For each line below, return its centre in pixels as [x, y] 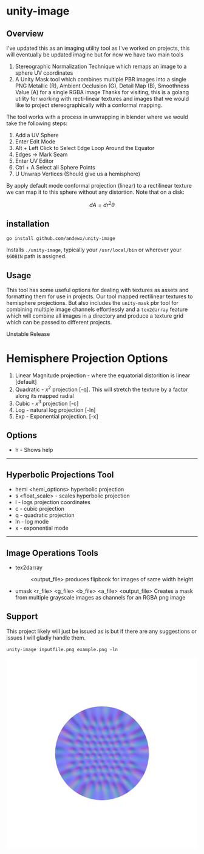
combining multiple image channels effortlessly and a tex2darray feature [97, 309]
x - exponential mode [42, 528]
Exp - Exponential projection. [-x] [56, 416]
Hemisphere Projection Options [87, 359]
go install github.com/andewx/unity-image [61, 239]
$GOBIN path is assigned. [36, 256]
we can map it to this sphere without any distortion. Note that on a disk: [96, 192]
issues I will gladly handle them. [46, 637]
